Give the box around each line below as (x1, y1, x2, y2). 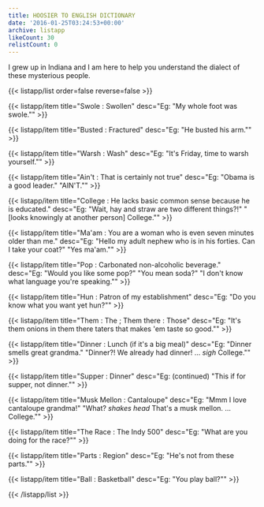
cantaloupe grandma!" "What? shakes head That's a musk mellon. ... (8, 404, 231, 413)
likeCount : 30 (8, 33, 55, 42)
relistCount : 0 (8, 41, 58, 49)
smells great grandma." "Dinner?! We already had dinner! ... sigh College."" (8, 348, 251, 357)
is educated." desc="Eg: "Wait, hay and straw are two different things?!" (8, 204, 243, 214)
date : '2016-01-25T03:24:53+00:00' (8, 19, 125, 27)
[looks (8, 213, 29, 222)
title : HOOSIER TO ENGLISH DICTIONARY (8, 11, 136, 20)
